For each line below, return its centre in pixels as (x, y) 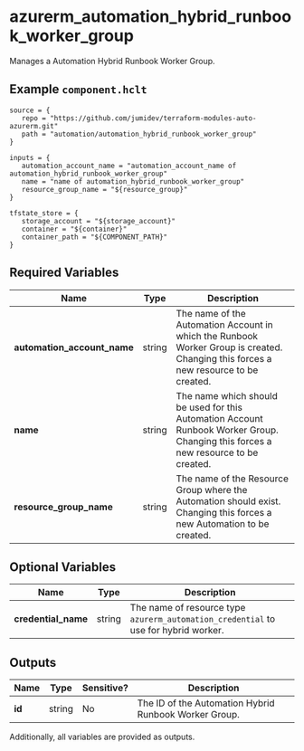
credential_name (51, 619)
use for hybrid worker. (177, 631)
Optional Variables (62, 567)
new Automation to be (223, 524)
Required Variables (64, 273)
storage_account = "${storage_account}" (99, 221)
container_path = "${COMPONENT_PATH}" (95, 237)
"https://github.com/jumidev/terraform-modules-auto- (153, 118)
